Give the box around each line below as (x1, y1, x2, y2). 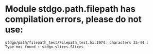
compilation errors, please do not (5, 14, 142, 25)
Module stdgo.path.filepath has (5, 3, 136, 15)
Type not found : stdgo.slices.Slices (5, 44, 84, 49)
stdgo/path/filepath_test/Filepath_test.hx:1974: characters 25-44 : (5, 40, 149, 45)
